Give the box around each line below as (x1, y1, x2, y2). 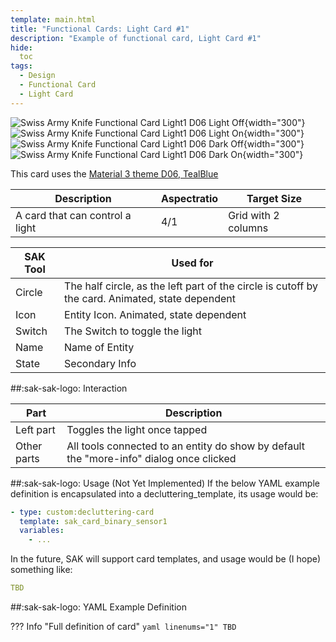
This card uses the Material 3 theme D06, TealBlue (10, 167, 219, 180)
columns (228, 221, 269, 235)
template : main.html (10, 14, 97, 25)
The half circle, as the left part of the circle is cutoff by (64, 279, 319, 293)
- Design (19, 71, 56, 81)
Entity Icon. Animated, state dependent (64, 307, 247, 321)
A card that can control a (15, 208, 132, 222)
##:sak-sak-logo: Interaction (10, 382, 128, 394)
